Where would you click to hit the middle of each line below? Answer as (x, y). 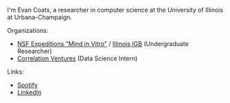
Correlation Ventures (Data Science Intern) (77, 58)
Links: (15, 72)
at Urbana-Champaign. (39, 17)
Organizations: (28, 31)
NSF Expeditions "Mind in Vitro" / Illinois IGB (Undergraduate (103, 44)
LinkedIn (29, 92)
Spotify (27, 85)
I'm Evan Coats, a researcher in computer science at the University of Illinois (115, 10)
